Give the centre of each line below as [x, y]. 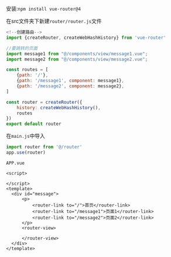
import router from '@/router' [44, 147]
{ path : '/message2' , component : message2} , [71, 86]
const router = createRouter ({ [44, 102]
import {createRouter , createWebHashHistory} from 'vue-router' [86, 38]
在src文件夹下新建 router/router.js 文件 [54, 21]
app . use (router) [26, 153]
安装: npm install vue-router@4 [43, 9]
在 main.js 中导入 [26, 136]
